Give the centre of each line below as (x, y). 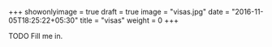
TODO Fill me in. (36, 36)
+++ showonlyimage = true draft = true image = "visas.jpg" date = (119, 12)
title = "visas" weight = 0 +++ (129, 20)
